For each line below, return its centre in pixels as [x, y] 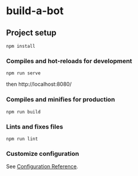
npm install [21, 46]
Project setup [32, 33]
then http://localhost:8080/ [39, 84]
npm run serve [24, 73]
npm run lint [22, 139]
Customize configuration [43, 154]
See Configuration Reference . [42, 167]
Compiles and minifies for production [60, 100]
